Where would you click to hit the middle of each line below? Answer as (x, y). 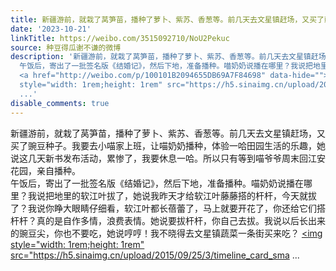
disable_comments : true (60, 103)
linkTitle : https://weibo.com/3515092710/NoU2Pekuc (120, 38)
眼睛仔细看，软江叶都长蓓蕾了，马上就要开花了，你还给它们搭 (198, 208)
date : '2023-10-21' (51, 29)
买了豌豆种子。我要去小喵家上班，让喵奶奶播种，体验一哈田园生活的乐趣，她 (168, 145)
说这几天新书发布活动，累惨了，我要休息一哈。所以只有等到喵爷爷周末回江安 (168, 158)
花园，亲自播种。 (45, 170)
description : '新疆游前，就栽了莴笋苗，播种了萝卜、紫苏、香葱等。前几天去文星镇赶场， (172, 57)
